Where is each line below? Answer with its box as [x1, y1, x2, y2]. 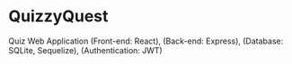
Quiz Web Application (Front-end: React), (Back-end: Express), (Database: [8, 36, 284, 46]
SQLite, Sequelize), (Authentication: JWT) [8, 44, 163, 55]
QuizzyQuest [8, 6, 109, 27]
